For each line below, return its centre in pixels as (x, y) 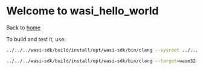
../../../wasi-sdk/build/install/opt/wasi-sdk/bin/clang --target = (93, 61)
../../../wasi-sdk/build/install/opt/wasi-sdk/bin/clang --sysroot (93, 50)
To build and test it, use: (36, 39)
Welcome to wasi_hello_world (82, 11)
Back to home (24, 28)
